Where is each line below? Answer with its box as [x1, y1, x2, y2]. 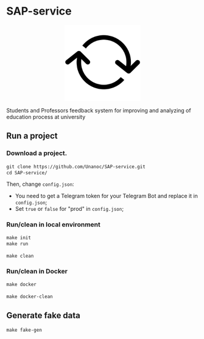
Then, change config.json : [6, 180, 74, 188]
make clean [6, 253, 34, 259]
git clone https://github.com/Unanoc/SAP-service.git [6, 163, 146, 169]
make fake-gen [6, 327, 43, 334]
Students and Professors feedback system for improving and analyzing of [6, 106, 191, 114]
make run [6, 241, 29, 247]
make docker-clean [6, 293, 53, 300]
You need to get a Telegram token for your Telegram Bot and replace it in [15, 192, 198, 199]
